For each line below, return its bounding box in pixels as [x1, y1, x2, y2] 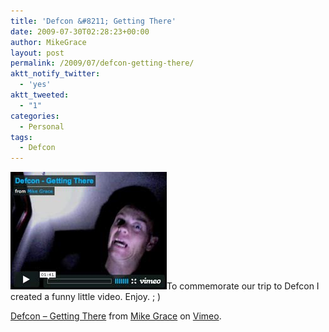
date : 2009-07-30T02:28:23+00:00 [10, 26, 150, 37]
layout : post [10, 48, 65, 58]
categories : [10, 111, 60, 121]
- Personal [19, 121, 65, 132]
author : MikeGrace [10, 37, 87, 47]
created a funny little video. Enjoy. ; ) [10, 291, 162, 303]
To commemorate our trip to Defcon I [166, 280, 320, 292]
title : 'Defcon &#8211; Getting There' [10, 16, 177, 26]
